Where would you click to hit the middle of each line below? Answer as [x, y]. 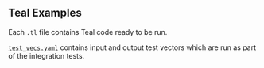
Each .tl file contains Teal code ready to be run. [88, 32]
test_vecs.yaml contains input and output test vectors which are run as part [132, 47]
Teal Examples [45, 13]
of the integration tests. [47, 55]
